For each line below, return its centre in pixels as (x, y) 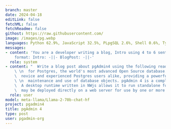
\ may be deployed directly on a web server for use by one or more (90, 90)
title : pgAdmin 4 (24, 109)
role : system (24, 62)
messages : (16, 48)
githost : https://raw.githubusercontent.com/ (54, 34)
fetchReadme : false (26, 29)
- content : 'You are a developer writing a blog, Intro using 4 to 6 (81, 52)
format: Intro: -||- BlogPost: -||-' (54, 57)
